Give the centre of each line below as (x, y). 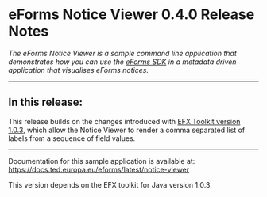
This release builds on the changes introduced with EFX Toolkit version (124, 121)
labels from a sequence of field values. (72, 138)
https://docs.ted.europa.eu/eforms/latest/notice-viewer (99, 169)
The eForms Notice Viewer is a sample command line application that (122, 53)
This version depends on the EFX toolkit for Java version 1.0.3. (110, 184)
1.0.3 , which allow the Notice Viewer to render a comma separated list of (127, 130)
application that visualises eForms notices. (79, 70)
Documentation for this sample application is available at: (102, 161)
